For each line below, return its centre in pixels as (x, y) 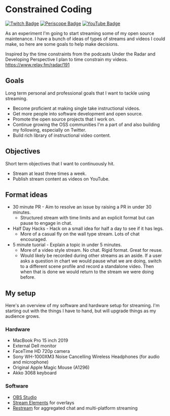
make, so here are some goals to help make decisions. (62, 44)
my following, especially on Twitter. (49, 130)
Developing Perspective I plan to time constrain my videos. (67, 59)
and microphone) (31, 362)
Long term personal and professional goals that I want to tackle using (78, 93)
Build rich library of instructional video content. (62, 135)
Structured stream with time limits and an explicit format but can (87, 218)
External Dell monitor (35, 346)
